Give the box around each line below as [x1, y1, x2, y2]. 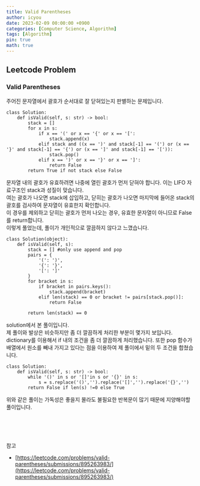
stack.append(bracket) [49, 289, 106, 295]
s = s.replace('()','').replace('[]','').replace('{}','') [38, 379, 189, 385]
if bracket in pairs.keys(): [38, 283, 112, 289]
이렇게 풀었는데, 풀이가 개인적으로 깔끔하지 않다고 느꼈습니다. [6, 224, 149, 231]
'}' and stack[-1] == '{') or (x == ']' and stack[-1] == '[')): [6, 146, 173, 153]
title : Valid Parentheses [6, 8, 71, 15]
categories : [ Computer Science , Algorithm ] [6, 25, 117, 32]
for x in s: [28, 125, 58, 131]
